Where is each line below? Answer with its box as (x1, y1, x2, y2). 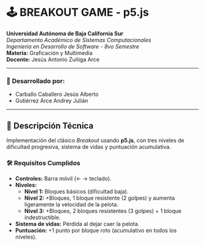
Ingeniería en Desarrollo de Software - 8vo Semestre (6, 43, 139, 50)
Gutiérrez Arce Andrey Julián (15, 97, 88, 104)
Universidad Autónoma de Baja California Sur (6, 29, 124, 37)
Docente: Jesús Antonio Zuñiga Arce (6, 56, 99, 63)
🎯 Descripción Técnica (6, 120, 93, 131)
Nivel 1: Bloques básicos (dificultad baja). (24, 188, 129, 195)
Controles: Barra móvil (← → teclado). (15, 175, 112, 183)
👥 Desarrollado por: (6, 76, 65, 85)
